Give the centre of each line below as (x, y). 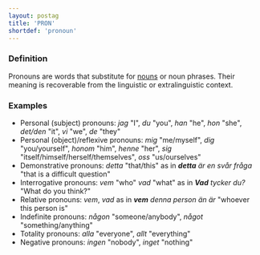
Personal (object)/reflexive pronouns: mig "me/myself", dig (117, 140)
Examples (28, 105)
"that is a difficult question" (65, 174)
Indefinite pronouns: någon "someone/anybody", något (111, 217)
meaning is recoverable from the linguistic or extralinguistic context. (121, 84)
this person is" (44, 208)
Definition (28, 59)
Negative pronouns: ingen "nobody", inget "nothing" (106, 242)
